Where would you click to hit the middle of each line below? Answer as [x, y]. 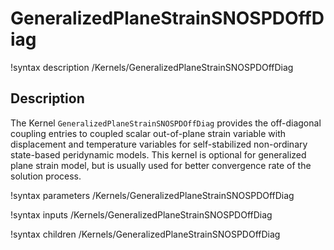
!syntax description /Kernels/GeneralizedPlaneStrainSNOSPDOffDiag [152, 67]
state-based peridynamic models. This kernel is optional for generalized [158, 154]
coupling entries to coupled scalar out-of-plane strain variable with [148, 133]
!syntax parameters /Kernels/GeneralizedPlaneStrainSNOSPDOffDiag [152, 195]
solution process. [46, 176]
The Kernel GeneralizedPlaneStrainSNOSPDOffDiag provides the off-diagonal [166, 123]
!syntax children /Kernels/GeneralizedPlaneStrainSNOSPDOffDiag [145, 234]
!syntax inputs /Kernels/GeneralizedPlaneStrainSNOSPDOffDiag [141, 214]
